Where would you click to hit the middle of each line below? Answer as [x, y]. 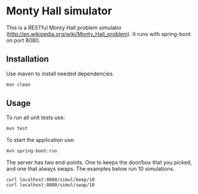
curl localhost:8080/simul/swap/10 [51, 185]
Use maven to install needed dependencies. [60, 74]
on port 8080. [23, 40]
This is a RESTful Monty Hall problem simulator [64, 28]
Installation [28, 59]
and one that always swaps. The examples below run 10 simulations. [90, 169]
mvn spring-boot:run [32, 151]
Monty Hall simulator [59, 11]
